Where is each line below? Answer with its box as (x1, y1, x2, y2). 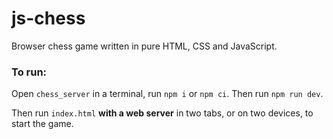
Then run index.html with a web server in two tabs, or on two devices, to (11, 107, 314, 119)
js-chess (11, 7, 86, 30)
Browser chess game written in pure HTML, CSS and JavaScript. (11, 40, 278, 52)
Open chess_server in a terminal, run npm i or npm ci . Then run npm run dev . (11, 88, 324, 100)
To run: (11, 65, 48, 79)
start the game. (11, 118, 74, 130)
